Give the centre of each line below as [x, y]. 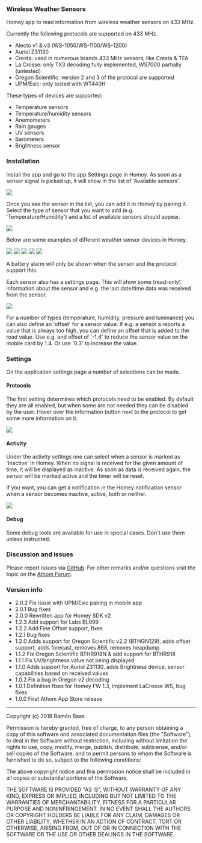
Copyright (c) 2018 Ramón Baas [46, 716]
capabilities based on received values [62, 673]
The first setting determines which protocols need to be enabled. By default [100, 399]
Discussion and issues [40, 554]
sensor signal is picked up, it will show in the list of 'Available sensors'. [93, 181]
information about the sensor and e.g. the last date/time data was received [99, 288]
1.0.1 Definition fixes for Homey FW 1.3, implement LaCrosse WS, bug [100, 686]
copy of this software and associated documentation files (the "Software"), [99, 735]
